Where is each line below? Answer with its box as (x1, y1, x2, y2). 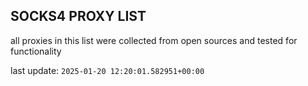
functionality (10, 45, 62, 57)
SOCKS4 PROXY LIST (10, 8, 147, 25)
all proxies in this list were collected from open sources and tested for (10, 34, 298, 46)
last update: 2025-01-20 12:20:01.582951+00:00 (10, 64, 205, 76)
